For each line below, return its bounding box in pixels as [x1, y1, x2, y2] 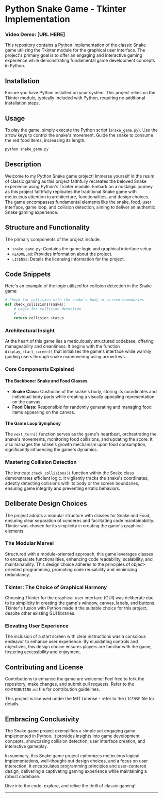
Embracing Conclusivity [5, 715, 80, 723]
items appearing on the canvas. [12, 409, 75, 415]
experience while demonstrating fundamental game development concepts [5, 57, 155, 64]
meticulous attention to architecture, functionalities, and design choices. [5, 193, 149, 200]
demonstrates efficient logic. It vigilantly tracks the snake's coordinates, [5, 475, 149, 481]
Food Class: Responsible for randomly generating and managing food [12, 404, 152, 410]
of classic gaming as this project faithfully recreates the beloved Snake [5, 178, 147, 184]
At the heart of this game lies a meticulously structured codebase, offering [5, 338, 154, 344]
